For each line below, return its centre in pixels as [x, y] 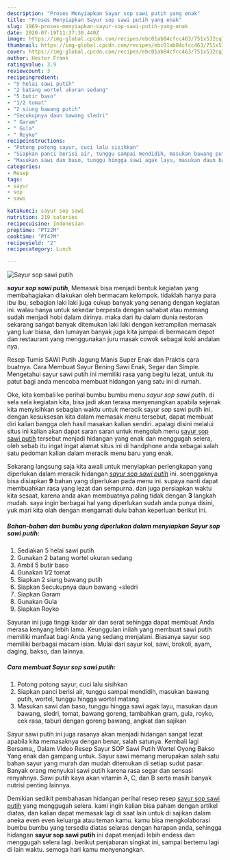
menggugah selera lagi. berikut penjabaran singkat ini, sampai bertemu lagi [113, 842]
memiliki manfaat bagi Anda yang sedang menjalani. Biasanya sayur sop [109, 637]
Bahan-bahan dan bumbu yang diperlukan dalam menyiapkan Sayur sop [114, 526]
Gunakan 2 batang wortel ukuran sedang [75, 558]
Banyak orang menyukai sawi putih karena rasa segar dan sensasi [100, 771]
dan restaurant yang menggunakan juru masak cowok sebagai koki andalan [114, 339]
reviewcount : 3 [29, 71]
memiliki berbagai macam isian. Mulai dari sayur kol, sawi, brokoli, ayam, [110, 644]
